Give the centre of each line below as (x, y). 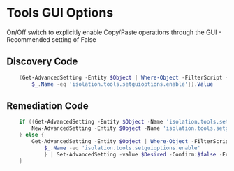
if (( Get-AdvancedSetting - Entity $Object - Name (91, 122)
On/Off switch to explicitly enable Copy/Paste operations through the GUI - (114, 32)
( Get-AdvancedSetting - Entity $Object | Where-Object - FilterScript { (124, 77)
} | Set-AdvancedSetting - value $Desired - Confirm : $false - (133, 154)
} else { (32, 135)
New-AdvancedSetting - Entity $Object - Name (96, 128)
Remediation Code (47, 106)
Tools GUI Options (60, 13)
